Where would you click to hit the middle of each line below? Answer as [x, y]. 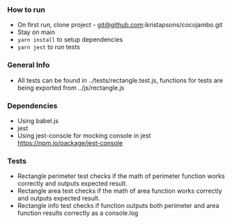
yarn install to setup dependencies [70, 40]
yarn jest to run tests [48, 47]
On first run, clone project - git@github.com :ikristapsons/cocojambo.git [120, 25]
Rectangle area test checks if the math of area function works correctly [119, 191]
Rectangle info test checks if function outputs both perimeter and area [118, 206]
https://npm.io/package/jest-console [70, 143]
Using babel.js [38, 120]
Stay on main [36, 32]
